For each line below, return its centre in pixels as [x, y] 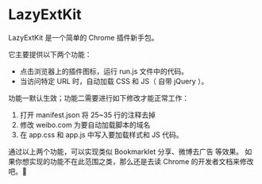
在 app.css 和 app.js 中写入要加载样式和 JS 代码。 [102, 134]
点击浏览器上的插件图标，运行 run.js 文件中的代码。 [104, 71]
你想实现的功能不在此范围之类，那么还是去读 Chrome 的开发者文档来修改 [134, 161]
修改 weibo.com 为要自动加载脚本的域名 [85, 125]
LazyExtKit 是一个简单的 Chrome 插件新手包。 [83, 37]
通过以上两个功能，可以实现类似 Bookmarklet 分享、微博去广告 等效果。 [126, 151]
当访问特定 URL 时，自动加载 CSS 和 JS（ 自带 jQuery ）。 [114, 81]
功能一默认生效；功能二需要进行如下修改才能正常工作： [98, 98]
